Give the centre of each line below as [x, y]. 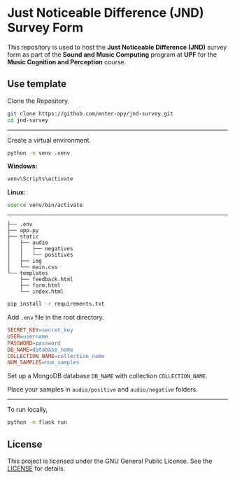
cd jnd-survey [28, 120]
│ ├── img [24, 261]
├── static [23, 237]
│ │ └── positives [40, 255]
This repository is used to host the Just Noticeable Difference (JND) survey [117, 47]
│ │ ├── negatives [40, 249]
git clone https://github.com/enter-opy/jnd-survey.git [90, 113]
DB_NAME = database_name [40, 350]
